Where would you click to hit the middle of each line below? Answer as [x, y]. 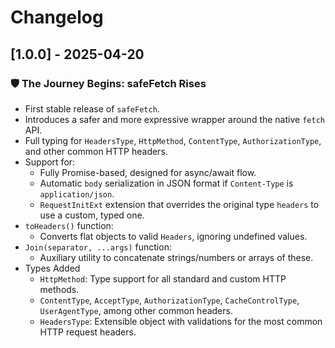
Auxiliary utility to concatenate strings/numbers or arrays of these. [176, 257]
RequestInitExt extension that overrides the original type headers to [179, 204]
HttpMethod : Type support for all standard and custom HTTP [163, 278]
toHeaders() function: [69, 225]
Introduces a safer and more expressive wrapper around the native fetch [174, 119]
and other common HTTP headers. [96, 151]
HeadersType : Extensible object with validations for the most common [181, 321]
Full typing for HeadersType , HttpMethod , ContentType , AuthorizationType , [173, 140]
